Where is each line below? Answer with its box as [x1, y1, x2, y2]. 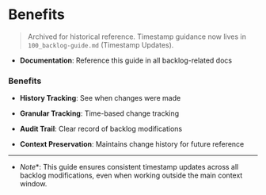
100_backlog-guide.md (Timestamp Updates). [27, 40, 174, 49]
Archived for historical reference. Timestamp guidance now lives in [27, 32, 247, 41]
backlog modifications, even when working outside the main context [19, 170, 243, 180]
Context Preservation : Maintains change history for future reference [19, 140, 245, 149]
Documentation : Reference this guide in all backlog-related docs [19, 55, 232, 65]
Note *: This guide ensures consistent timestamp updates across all [19, 162, 239, 172]
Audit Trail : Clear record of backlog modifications [19, 124, 183, 134]
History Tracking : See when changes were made [19, 94, 181, 103]
